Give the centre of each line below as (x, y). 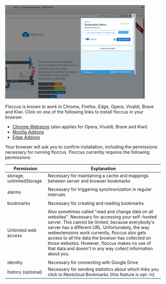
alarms (14, 192)
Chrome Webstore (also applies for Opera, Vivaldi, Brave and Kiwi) (80, 127)
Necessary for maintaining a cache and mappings (98, 175)
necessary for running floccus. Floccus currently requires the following (77, 152)
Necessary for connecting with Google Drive (93, 262)
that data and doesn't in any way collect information (100, 249)
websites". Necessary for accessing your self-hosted (102, 217)
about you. (59, 254)
